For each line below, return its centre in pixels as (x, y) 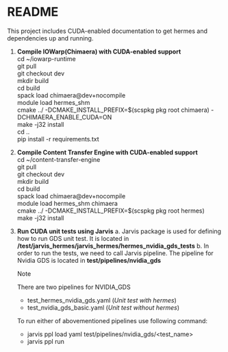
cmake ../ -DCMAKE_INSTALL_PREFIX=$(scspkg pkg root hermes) (111, 211)
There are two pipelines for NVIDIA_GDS (74, 287)
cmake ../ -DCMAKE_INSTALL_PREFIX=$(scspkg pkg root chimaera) (113, 110)
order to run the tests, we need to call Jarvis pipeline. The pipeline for (115, 253)
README (33, 12)
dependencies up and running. (50, 38)
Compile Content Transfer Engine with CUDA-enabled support (107, 152)
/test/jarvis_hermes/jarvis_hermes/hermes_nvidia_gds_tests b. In (113, 246)
